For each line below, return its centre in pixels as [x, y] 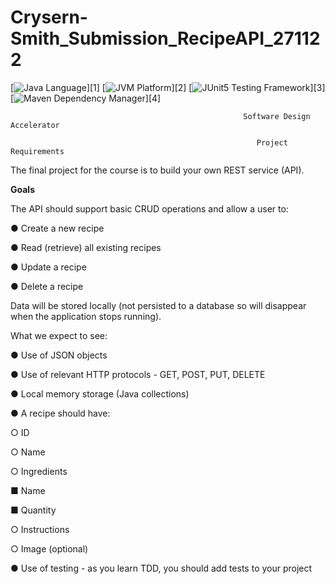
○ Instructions [40, 529]
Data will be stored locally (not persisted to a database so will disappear [158, 305]
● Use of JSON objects [59, 355]
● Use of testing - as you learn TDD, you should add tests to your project [161, 568]
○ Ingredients [39, 471]
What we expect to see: [59, 335]
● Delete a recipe [47, 286]
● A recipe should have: [60, 413]
